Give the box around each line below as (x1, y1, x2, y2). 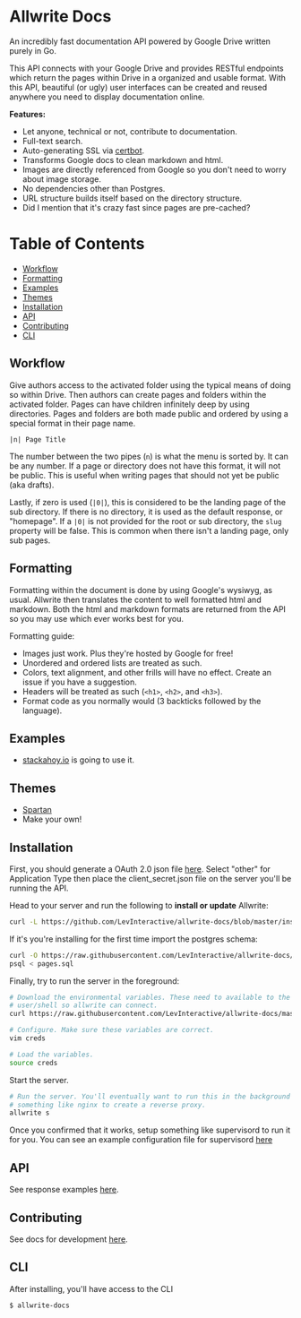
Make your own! (21, 814, 82, 825)
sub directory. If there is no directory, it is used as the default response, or (9, 506, 284, 517)
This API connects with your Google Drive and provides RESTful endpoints (9, 63, 284, 73)
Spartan (21, 805, 52, 815)
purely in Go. (9, 45, 56, 56)
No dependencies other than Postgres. (21, 183, 166, 194)
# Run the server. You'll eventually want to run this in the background (9, 1091, 291, 1101)
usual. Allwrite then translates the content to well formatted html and (9, 594, 262, 605)
